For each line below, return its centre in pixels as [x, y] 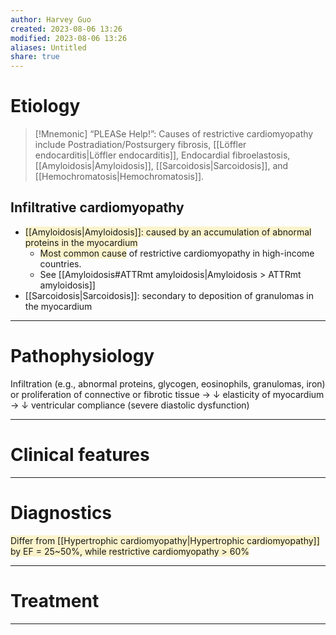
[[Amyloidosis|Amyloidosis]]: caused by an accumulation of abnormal [168, 232]
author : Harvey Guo [51, 19]
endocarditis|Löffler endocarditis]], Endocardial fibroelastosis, [162, 155]
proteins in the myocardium [81, 242]
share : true [35, 57]
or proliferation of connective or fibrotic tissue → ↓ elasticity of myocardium [167, 394]
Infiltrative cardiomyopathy [97, 207]
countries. [60, 263]
